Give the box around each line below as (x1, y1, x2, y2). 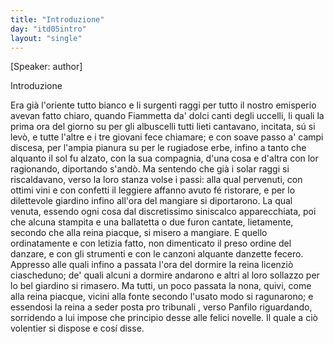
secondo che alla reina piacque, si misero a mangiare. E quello (10, 227, 268, 239)
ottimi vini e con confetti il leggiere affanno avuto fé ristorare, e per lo (10, 184, 296, 196)
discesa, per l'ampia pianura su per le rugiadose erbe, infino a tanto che (10, 142, 307, 154)
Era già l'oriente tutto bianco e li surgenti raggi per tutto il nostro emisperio (10, 99, 317, 111)
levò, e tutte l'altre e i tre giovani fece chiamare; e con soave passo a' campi (10, 131, 324, 143)
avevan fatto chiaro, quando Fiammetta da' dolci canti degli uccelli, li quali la (10, 110, 325, 122)
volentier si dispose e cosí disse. (10, 322, 145, 335)
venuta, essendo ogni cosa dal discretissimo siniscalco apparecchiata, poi (10, 206, 317, 218)
